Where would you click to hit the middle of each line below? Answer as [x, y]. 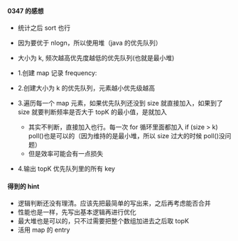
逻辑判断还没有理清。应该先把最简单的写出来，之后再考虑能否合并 [114, 203]
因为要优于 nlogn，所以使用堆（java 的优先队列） [90, 43]
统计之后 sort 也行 [44, 28]
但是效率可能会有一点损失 [66, 154]
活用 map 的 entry [44, 230]
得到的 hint [23, 186]
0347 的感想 [26, 11]
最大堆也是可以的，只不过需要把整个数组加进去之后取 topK [103, 221]
